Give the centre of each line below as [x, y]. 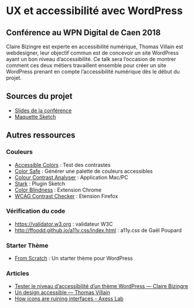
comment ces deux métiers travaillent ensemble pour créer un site [86, 65]
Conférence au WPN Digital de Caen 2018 [84, 33]
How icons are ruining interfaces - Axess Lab [69, 299]
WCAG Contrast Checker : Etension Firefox [66, 196]
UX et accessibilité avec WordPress [94, 11]
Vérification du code [36, 211]
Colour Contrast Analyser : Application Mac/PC [71, 177]
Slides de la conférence [43, 111]
